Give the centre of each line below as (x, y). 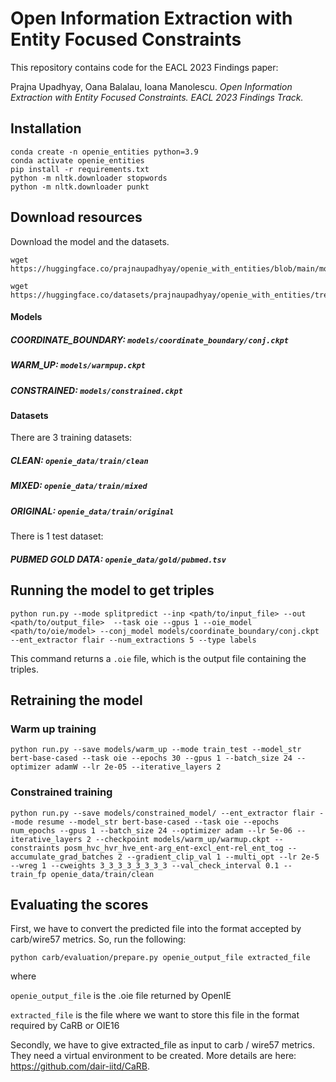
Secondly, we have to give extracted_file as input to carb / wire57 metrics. (162, 1045)
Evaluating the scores (79, 904)
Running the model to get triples (112, 590)
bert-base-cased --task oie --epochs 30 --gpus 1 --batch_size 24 (151, 758)
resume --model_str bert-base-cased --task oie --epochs (158, 822)
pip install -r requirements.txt (80, 169)
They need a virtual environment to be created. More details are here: (153, 1056)
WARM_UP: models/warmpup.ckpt (78, 365)
